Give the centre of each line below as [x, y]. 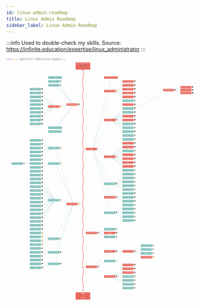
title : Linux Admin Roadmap [41, 19]
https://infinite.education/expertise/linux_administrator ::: [76, 49]
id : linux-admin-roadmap [37, 13]
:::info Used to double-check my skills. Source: [64, 43]
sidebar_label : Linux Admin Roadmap [52, 25]
